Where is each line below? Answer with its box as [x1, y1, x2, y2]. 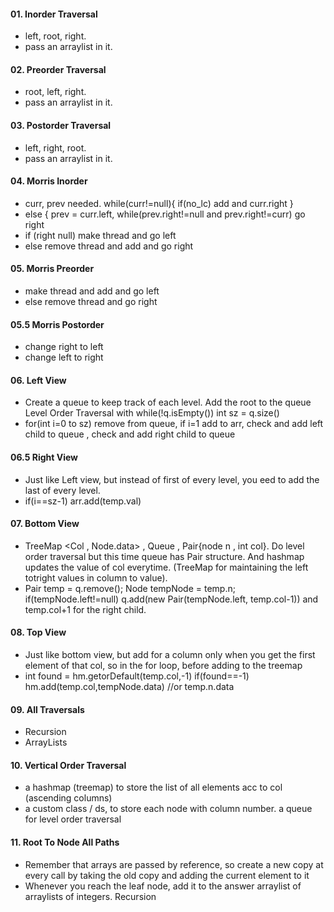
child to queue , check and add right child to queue [24, 428, 236, 440]
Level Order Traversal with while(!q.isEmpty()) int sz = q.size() [24, 407, 280, 419]
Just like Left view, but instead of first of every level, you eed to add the [24, 473, 320, 485]
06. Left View [10, 374, 67, 386]
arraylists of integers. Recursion [24, 890, 157, 902]
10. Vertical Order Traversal [10, 759, 127, 771]
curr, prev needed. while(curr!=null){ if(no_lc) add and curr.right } [24, 197, 294, 209]
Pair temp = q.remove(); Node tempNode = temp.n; [24, 582, 236, 594]
